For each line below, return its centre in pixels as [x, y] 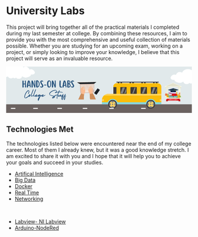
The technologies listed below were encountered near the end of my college [99, 143]
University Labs [45, 11]
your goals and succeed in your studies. [55, 162]
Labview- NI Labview [40, 221]
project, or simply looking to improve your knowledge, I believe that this [93, 52]
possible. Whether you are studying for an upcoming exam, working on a [94, 46]
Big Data [25, 180]
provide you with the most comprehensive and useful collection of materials [98, 39]
